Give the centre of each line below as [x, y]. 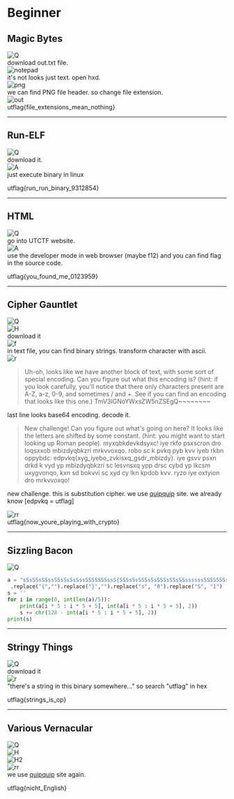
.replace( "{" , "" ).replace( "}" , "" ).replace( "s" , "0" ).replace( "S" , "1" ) [116, 587]
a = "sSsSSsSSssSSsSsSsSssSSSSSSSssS [62, 580]
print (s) [20, 619]
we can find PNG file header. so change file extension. [85, 92]
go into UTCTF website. [41, 240]
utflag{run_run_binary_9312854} [53, 188]
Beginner [34, 13]
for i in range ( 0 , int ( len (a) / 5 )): [59, 599]
